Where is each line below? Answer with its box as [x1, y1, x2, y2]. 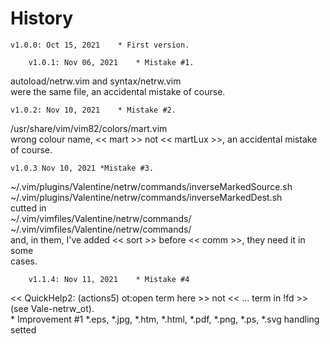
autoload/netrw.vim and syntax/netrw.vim [10, 75, 182, 87]
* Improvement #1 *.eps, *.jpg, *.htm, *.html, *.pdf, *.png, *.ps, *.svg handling [10, 313, 320, 325]
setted [10, 323, 37, 336]
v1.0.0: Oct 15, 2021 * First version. [10, 40, 190, 50]
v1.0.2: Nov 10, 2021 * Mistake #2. [10, 105, 177, 115]
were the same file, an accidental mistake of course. [10, 85, 226, 97]
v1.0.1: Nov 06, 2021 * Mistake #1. [28, 57, 195, 67]
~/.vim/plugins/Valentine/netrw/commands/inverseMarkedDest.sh [10, 191, 283, 203]
